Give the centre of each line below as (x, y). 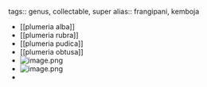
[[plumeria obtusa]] (51, 52)
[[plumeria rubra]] (49, 35)
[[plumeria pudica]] (51, 43)
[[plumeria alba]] (47, 26)
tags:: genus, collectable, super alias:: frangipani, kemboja (104, 11)
